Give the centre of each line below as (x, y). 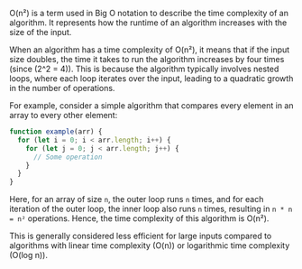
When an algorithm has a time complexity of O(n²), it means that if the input (150, 50)
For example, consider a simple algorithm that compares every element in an (151, 106)
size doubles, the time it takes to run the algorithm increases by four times (147, 59)
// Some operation (68, 157)
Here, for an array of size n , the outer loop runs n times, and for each (137, 199)
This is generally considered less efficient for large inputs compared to (141, 236)
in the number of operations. (62, 88)
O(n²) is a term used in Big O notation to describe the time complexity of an (149, 13)
